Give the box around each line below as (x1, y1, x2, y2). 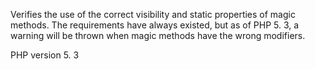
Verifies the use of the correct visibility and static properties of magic (10, 9, 296, 20)
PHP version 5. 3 (10, 49, 80, 61)
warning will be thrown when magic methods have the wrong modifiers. (10, 30, 306, 41)
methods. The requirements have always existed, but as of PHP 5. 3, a (10, 19, 300, 31)
